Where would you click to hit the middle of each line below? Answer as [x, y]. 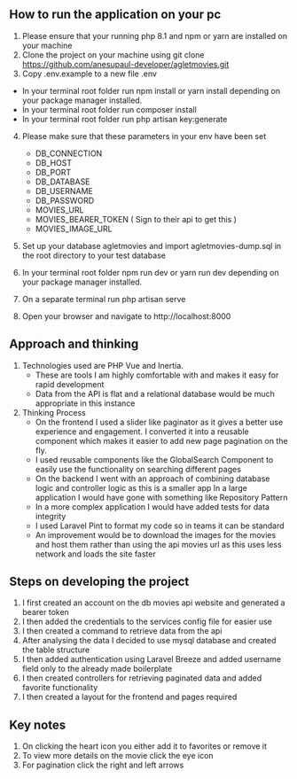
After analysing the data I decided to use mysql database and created [149, 641]
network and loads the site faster [96, 554]
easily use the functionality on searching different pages [138, 469]
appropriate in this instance [85, 403]
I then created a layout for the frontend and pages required [129, 697]
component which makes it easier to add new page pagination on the [161, 440]
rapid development [70, 384]
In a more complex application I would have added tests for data [152, 506]
